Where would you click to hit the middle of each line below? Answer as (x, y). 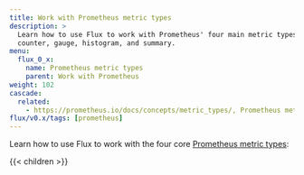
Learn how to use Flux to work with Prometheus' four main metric (145, 34)
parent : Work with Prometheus (83, 77)
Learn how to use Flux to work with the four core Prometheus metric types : (149, 144)
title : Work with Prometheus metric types (90, 18)
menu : (19, 51)
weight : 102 (32, 85)
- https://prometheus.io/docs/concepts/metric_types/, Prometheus (153, 110)
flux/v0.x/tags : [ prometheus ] (66, 118)
